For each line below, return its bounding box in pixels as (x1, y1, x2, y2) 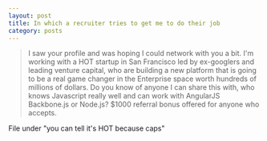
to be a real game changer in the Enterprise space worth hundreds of (27, 74, 257, 84)
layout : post (8, 11, 52, 20)
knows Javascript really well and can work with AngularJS (27, 91, 220, 101)
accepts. (27, 108, 58, 118)
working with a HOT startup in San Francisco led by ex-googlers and (27, 57, 255, 66)
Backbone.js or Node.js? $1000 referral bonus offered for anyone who (27, 99, 260, 109)
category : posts (8, 26, 63, 34)
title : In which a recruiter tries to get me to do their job (8, 19, 220, 27)
